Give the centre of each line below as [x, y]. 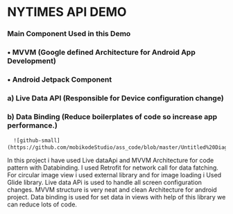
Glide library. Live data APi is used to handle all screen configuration [105, 182]
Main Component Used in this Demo [69, 34]
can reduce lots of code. [42, 204]
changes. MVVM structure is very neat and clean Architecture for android [112, 190]
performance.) [32, 125]
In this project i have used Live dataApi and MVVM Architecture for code [111, 161]
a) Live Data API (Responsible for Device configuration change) [115, 98]
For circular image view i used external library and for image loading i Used [114, 175]
